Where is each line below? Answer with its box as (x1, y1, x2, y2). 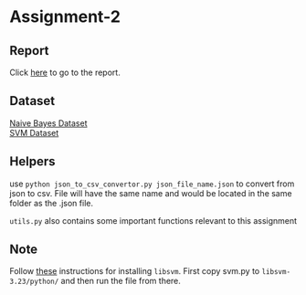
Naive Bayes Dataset (9, 117, 89, 129)
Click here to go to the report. (9, 67, 121, 78)
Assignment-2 (9, 6, 121, 27)
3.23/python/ (9, 277, 59, 287)
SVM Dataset (9, 127, 59, 138)
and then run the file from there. (60, 276, 181, 287)
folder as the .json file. (9, 197, 94, 208)
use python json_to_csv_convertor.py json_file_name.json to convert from (9, 178, 295, 189)
